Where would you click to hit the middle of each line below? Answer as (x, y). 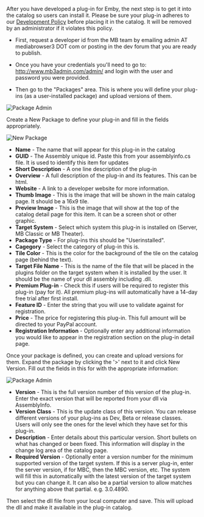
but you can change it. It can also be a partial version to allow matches (104, 483)
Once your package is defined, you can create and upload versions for (95, 355)
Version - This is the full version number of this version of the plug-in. (103, 392)
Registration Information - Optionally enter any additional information (103, 331)
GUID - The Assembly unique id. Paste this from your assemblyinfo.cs (103, 156)
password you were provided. (52, 78)
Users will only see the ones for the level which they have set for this (101, 424)
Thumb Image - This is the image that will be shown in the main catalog (105, 195)
